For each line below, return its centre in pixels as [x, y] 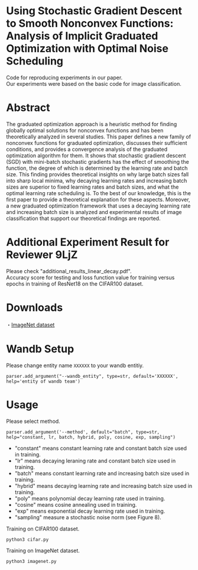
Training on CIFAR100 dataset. [43, 529]
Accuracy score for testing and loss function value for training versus [90, 277]
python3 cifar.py [27, 539]
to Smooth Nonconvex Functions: [90, 23]
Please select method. [33, 421]
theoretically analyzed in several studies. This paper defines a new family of [98, 137]
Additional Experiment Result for [88, 242]
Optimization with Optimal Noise [87, 49]
